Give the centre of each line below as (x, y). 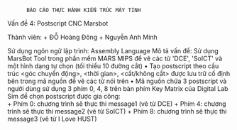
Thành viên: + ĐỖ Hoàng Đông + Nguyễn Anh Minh (82, 37)
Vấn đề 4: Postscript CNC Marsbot (58, 23)
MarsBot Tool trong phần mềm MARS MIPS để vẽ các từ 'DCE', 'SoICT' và (115, 58)
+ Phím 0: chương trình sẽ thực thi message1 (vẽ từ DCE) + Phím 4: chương (117, 104)
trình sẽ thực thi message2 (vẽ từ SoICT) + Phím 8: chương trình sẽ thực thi (117, 111)
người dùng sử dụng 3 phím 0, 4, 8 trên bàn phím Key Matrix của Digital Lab (118, 88)
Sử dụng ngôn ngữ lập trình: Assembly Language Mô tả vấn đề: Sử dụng (113, 51)
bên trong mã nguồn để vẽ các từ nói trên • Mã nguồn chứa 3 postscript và (117, 81)
